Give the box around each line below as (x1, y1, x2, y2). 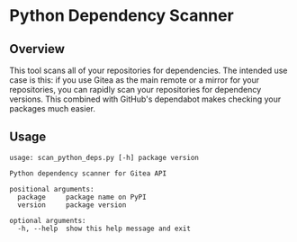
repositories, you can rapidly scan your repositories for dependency (9, 85, 262, 94)
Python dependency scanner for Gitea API (9, 168, 167, 178)
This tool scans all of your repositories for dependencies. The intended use (9, 65, 288, 76)
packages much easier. (9, 103, 96, 113)
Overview (9, 41, 66, 57)
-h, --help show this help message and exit (17, 224, 192, 233)
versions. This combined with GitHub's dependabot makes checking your (9, 94, 282, 104)
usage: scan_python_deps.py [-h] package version (9, 153, 200, 162)
